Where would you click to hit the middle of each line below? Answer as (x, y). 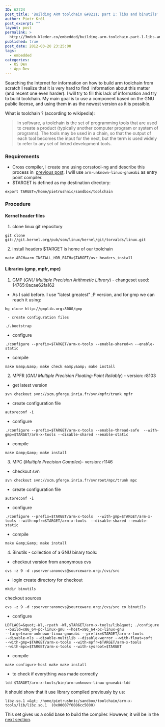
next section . (18, 719)
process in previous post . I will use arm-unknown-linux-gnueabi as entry (85, 172)
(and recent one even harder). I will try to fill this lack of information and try (81, 93)
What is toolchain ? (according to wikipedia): (50, 113)
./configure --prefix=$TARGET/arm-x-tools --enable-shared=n (69, 344)
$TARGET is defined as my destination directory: (61, 183)
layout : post (18, 28)
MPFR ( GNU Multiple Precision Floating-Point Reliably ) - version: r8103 (84, 376)
